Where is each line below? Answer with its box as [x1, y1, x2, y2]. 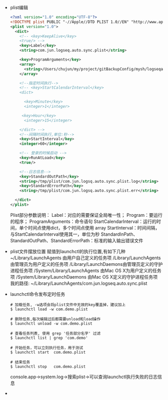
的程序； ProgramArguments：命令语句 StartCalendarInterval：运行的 [10, 218, 157, 224]
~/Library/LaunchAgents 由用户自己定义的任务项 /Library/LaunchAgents [10, 255, 161, 261]
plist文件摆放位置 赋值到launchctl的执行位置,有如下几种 [10, 248, 126, 254]
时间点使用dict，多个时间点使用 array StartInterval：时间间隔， [27, 224, 160, 231]
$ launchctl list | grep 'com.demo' [10, 335, 88, 340]
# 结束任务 [10, 359, 31, 365]
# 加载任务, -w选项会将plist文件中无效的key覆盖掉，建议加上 [10, 302, 126, 307]
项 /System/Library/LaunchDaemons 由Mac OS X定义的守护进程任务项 [10, 273, 158, 280]
